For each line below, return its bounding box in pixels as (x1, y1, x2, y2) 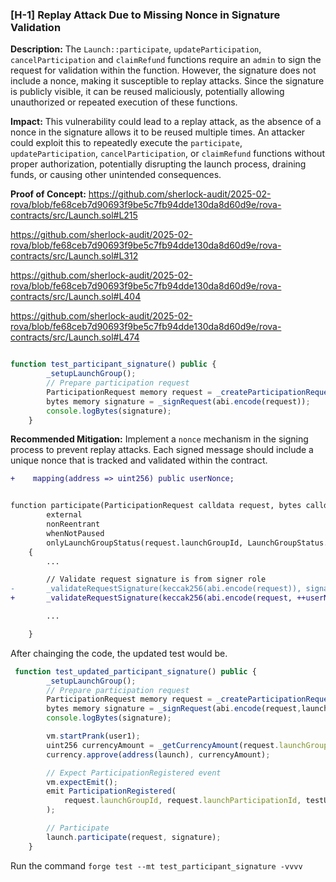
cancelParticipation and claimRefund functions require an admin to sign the (10, 54, 322, 66)
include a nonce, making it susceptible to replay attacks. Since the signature (10, 75, 325, 87)
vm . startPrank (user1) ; (46, 731, 141, 742)
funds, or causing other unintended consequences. (10, 169, 222, 181)
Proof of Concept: (10, 188, 87, 200)
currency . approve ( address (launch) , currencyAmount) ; (46, 749, 271, 760)
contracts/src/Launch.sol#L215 (10, 209, 138, 222)
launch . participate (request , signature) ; (46, 832, 222, 842)
